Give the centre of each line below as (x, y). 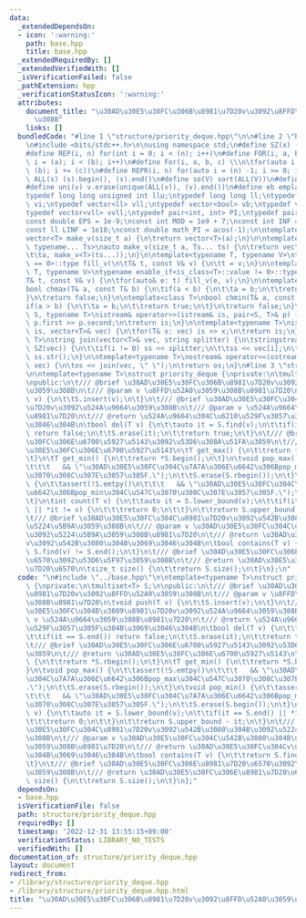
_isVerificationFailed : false (75, 77)
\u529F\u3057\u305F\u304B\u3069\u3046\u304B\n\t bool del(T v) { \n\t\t (163, 628)
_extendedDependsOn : (56, 26)
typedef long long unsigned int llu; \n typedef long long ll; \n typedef (163, 196)
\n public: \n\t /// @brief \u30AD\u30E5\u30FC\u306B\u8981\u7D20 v (150, 382)
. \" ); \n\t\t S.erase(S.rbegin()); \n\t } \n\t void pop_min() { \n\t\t (153, 687)
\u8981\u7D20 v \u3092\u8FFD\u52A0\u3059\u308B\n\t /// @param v (146, 594)
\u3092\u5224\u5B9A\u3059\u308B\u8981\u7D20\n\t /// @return (142, 535)
